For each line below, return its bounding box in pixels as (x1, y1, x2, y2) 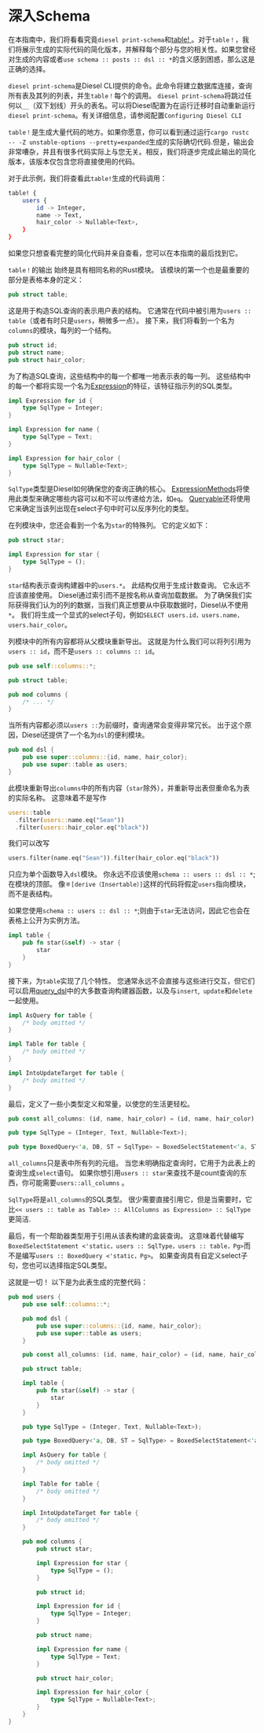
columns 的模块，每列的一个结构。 (8, 325, 116, 335)
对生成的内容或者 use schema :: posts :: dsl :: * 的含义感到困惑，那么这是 (8, 54, 255, 64)
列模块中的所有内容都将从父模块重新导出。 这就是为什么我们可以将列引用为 (8, 636, 251, 646)
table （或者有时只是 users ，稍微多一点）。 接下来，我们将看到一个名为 (8, 316, 235, 325)
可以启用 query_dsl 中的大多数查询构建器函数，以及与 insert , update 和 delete (8, 986, 253, 995)
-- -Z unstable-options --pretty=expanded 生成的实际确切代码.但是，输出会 (8, 137, 255, 146)
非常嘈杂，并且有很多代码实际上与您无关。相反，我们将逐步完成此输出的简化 (8, 146, 256, 156)
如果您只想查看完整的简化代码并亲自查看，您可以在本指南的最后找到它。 (8, 249, 242, 258)
